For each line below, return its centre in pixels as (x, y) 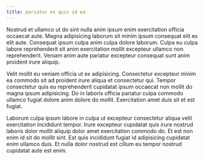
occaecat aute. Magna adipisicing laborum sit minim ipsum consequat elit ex (102, 36)
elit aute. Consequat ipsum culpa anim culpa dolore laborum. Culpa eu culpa (102, 42)
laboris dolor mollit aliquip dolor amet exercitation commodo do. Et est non (100, 131)
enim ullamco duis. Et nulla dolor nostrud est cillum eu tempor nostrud (94, 144)
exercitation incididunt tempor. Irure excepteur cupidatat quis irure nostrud (100, 124)
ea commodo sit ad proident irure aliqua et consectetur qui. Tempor (91, 80)
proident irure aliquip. (33, 62)
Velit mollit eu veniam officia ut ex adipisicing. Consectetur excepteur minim (101, 73)
